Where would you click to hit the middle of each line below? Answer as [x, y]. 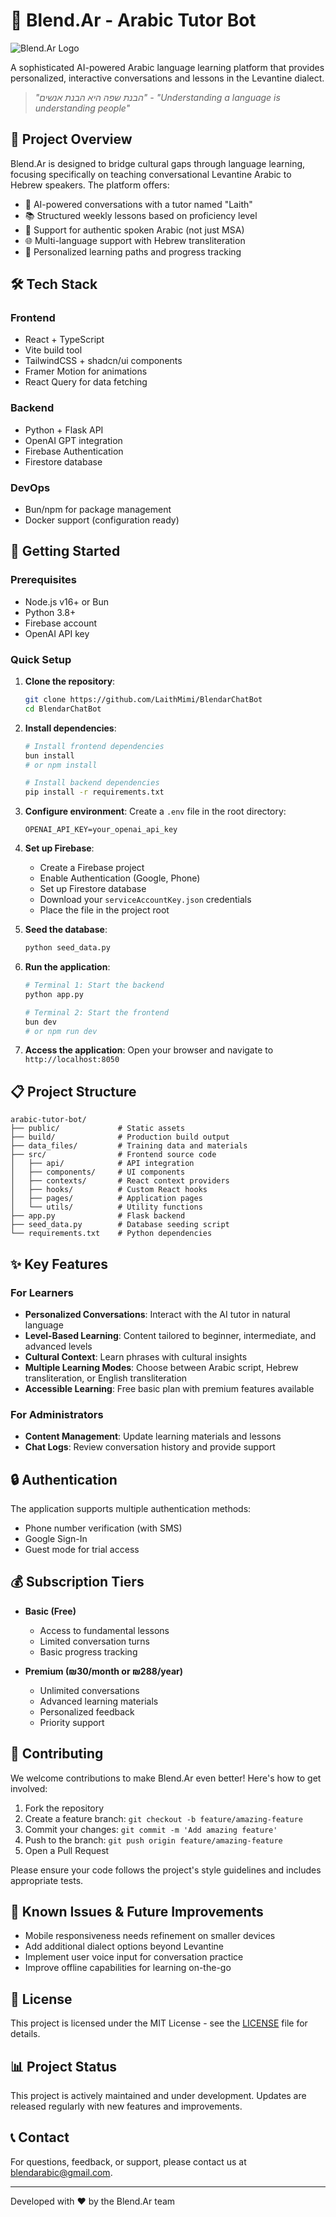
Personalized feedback [87, 1711]
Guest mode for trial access [82, 1549]
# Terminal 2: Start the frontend [96, 1012]
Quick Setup [41, 659]
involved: [29, 1788]
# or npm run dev [61, 1031]
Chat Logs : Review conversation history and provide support [150, 1447]
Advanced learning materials [99, 1701]
